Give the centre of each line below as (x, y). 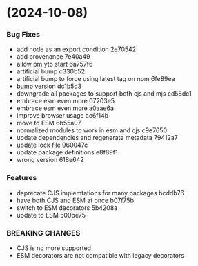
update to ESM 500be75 (51, 215)
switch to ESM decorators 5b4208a (67, 207)
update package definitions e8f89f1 (67, 152)
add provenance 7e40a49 (53, 57)
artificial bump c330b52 (51, 71)
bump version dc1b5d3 (49, 86)
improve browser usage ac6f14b (62, 116)
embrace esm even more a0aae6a (65, 108)
